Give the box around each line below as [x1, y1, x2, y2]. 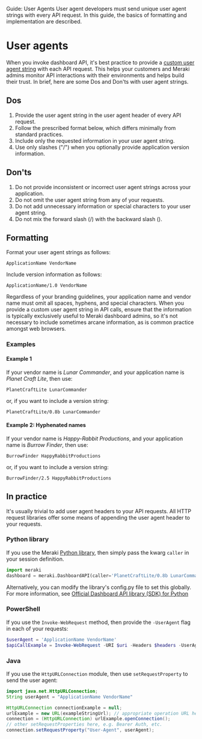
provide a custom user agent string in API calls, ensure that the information [6, 306, 192, 313]
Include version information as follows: [6, 271, 102, 278]
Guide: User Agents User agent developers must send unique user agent [6, 5, 186, 12]
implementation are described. [6, 18, 82, 25]
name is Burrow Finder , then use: [6, 441, 88, 448]
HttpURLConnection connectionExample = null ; [6, 705, 122, 711]
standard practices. [14, 131, 64, 138]
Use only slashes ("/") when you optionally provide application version [14, 143, 189, 151]
